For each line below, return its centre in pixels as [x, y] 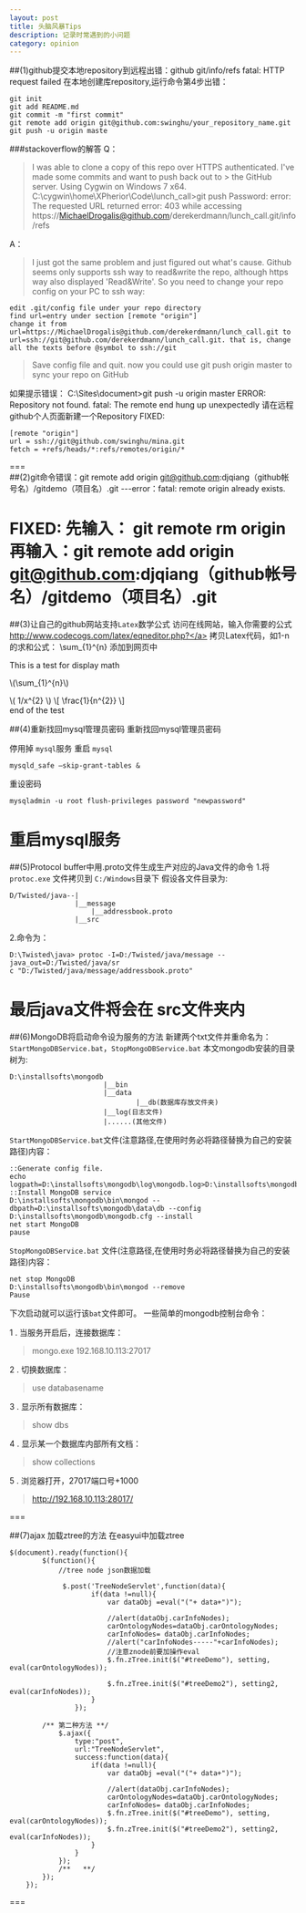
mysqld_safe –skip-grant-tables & [75, 766]
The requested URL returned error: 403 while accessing [137, 206]
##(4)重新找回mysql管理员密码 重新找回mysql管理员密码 [115, 729]
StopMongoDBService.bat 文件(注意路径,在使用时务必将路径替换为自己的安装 [150, 1251]
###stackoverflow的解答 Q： [64, 149]
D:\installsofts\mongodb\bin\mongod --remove [97, 1287]
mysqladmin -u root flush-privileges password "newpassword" [128, 801]
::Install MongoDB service [61, 1193]
